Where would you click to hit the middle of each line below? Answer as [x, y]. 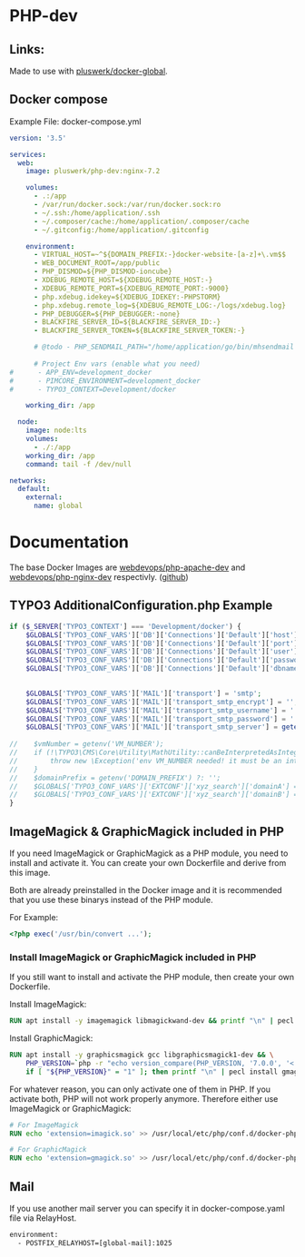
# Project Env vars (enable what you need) [117, 364]
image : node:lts [57, 431]
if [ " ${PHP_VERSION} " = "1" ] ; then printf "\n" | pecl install [152, 1072]
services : [28, 154]
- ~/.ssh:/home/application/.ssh [97, 213]
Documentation [69, 542]
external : [44, 497]
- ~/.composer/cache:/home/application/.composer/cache [141, 221]
